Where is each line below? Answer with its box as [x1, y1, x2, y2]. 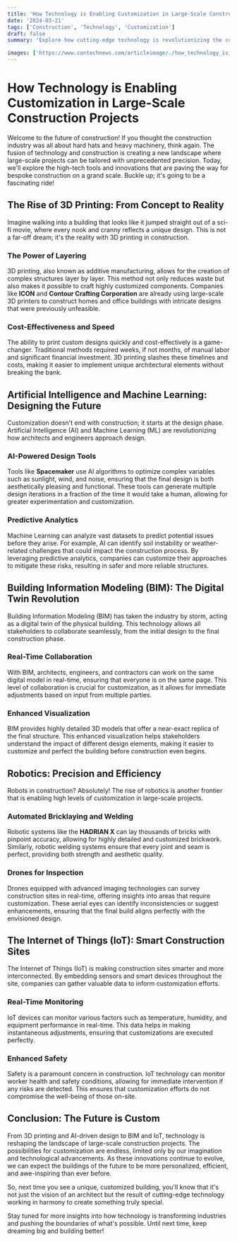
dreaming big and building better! [7, 1226, 104, 1235]
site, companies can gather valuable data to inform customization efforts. [7, 979, 220, 988]
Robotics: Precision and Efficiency [7, 768, 162, 780]
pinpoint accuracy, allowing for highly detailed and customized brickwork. [7, 835, 222, 843]
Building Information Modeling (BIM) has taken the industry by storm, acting [7, 612, 228, 620]
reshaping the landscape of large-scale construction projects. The [7, 1139, 200, 1147]
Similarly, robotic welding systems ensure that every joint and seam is [7, 843, 210, 851]
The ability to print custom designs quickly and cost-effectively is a [7, 338, 202, 347]
